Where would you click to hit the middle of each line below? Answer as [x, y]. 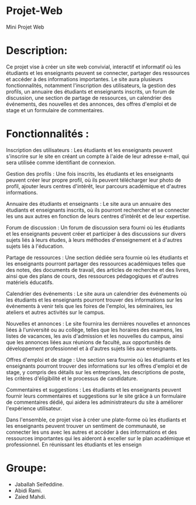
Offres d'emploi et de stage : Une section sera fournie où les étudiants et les [98, 359]
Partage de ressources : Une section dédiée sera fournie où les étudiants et [97, 257]
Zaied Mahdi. [30, 497]
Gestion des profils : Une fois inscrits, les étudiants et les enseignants [90, 174]
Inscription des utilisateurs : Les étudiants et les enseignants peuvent [89, 150]
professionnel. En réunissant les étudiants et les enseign [74, 444]
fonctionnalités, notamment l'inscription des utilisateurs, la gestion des [91, 85]
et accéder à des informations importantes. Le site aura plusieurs [85, 79]
